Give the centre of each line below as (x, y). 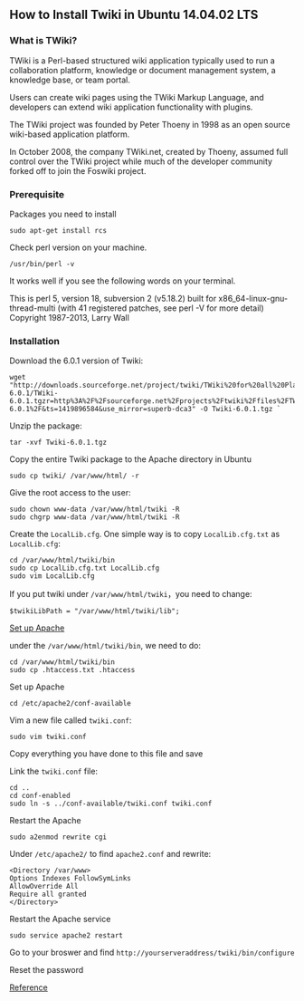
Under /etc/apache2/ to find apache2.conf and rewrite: (110, 854)
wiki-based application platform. (70, 134)
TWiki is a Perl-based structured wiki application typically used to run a (142, 60)
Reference (28, 987)
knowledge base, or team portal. (70, 80)
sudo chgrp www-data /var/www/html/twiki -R (95, 517)
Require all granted (48, 895)
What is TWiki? (43, 41)
